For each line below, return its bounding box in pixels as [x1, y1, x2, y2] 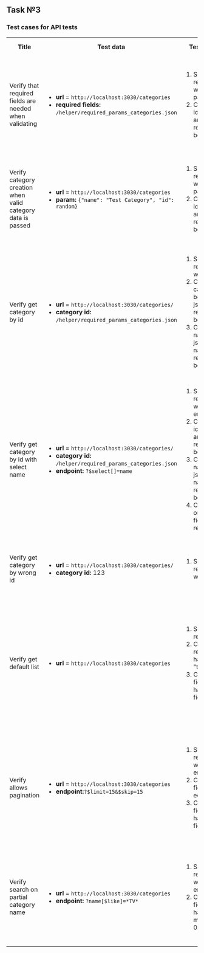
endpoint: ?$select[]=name [55, 466, 132, 475]
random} [55, 203, 78, 210]
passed [9, 221, 30, 230]
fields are [9, 97, 36, 105]
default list [9, 662, 39, 671]
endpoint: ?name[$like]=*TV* [55, 896, 138, 905]
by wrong [9, 568, 36, 577]
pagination [9, 791, 40, 799]
